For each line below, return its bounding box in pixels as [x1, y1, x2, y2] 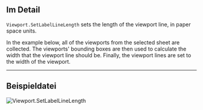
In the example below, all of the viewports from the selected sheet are [6, 38, 180, 46]
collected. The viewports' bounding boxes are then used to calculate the [6, 45, 187, 52]
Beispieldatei [6, 81, 57, 91]
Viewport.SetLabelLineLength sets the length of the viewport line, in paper [6, 20, 192, 28]
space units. [6, 27, 37, 34]
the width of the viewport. [6, 58, 71, 65]
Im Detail [6, 5, 40, 15]
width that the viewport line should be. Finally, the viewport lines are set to [6, 51, 192, 59]
